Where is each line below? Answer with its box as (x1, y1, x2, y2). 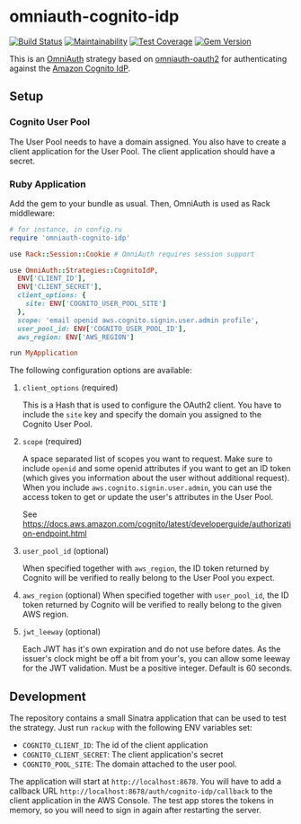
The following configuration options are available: (9, 365, 193, 376)
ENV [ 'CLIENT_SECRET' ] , (17, 283, 102, 292)
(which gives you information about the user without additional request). (22, 473, 290, 484)
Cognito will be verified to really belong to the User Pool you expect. (22, 573, 276, 583)
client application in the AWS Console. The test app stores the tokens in (9, 795, 274, 806)
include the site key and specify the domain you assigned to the (22, 409, 262, 420)
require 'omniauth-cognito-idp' (9, 233, 130, 242)
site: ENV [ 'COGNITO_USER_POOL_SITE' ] (25, 299, 167, 309)
